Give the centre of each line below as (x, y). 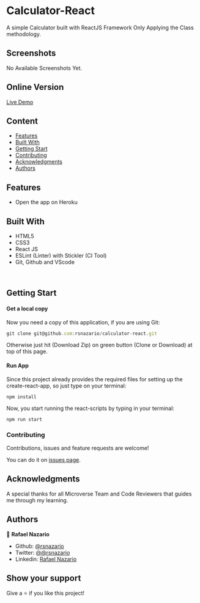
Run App (18, 366)
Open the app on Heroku (46, 202)
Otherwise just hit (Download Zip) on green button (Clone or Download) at (99, 345)
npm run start (24, 419)
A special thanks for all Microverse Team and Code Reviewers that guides (99, 494)
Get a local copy (27, 309)
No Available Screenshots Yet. (44, 68)
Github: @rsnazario (39, 546)
